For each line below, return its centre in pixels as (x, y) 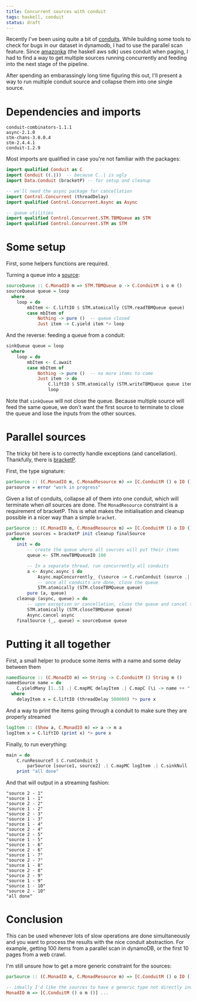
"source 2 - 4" (25, 829)
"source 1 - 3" (25, 819)
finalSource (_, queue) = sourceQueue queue (72, 621)
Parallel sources (46, 437)
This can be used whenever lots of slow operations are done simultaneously (98, 936)
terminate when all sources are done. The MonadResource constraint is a (92, 505)
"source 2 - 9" (25, 876)
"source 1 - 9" (25, 881)
